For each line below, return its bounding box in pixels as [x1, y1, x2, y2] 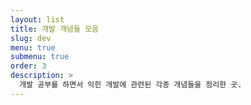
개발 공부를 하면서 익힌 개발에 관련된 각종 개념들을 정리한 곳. [19, 80, 243, 90]
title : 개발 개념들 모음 [10, 24, 100, 34]
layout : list [10, 14, 65, 25]
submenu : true [10, 52, 70, 62]
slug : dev [10, 33, 52, 43]
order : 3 [10, 61, 47, 71]
